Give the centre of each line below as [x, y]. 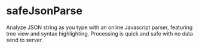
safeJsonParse [44, 11]
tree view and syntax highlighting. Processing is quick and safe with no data [99, 33]
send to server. [25, 40]
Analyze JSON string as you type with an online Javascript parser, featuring [99, 27]
